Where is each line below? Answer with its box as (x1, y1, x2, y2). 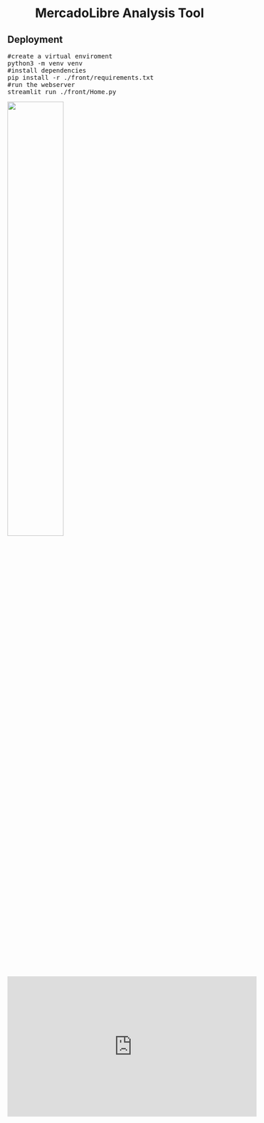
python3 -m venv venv (7, 59, 83, 67)
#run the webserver (7, 81, 75, 88)
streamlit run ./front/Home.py (7, 88, 117, 95)
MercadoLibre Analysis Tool (35, 5, 204, 21)
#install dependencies (7, 66, 87, 74)
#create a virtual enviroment (7, 52, 113, 60)
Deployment (7, 33, 63, 46)
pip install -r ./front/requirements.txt (7, 73, 154, 81)
